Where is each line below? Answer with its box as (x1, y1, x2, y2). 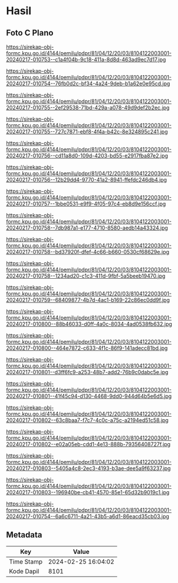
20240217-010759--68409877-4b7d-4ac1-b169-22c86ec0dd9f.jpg (6, 297, 170, 303)
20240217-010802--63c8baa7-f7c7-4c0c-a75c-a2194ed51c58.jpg (6, 417, 169, 424)
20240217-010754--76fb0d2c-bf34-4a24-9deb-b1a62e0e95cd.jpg (6, 80, 170, 87)
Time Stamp (9, 558, 43, 566)
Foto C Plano (6, 28, 54, 38)
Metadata (6, 530, 42, 540)
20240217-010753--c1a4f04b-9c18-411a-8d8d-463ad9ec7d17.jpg (6, 56, 166, 63)
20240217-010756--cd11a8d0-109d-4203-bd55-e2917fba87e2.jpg (6, 152, 169, 159)
